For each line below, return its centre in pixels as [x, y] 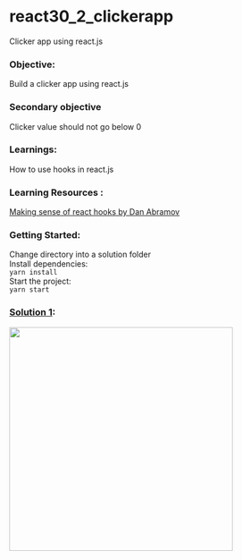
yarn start [29, 290]
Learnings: [33, 149]
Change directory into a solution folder [80, 255]
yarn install [33, 273]
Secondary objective [55, 107]
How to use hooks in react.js [62, 169]
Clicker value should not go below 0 [75, 126]
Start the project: [40, 281]
